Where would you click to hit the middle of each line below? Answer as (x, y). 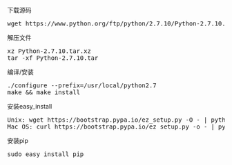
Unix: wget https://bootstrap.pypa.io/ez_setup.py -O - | (107, 120)
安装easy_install (30, 106)
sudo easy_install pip (46, 154)
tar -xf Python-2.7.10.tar (53, 58)
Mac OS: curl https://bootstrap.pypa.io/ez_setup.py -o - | (111, 127)
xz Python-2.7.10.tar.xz (49, 51)
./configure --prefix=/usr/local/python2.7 (82, 86)
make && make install (44, 92)
